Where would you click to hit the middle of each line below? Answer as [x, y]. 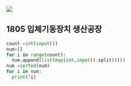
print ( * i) [24, 77]
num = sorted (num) [28, 66]
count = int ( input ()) [32, 43]
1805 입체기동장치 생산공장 [54, 29]
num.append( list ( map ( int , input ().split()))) [69, 60]
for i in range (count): [36, 55]
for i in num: [24, 72]
